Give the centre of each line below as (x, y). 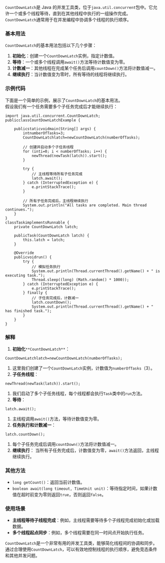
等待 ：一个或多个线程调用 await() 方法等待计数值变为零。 (70, 62)
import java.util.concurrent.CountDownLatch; (53, 116)
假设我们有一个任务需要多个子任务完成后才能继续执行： (61, 106)
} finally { (35, 293)
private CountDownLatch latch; (46, 227)
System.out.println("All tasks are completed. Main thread (85, 205)
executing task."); (25, 275)
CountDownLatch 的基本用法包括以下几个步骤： (51, 46)
